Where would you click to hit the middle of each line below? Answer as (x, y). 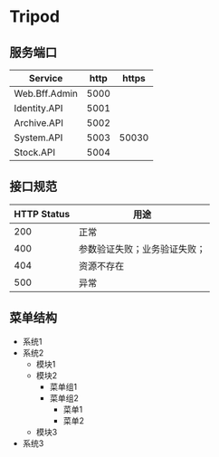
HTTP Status (42, 214)
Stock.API (35, 152)
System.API (38, 138)
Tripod (35, 17)
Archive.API (39, 123)
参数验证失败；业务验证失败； (142, 249)
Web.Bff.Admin (46, 94)
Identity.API (38, 108)
